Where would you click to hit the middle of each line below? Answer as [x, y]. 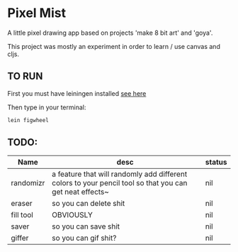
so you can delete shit [89, 204]
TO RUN [25, 76]
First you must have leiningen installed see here [77, 93]
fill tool [22, 215]
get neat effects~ [81, 192]
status [216, 163]
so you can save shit [86, 226]
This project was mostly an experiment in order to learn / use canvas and [114, 46]
